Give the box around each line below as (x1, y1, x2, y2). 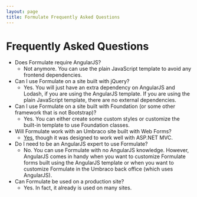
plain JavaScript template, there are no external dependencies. (23, 97, 177, 104)
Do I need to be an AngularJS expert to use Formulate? (14, 140, 148, 147)
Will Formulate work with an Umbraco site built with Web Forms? (14, 128, 172, 135)
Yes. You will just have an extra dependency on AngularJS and (23, 84, 175, 91)
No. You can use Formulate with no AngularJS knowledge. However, (23, 147, 189, 154)
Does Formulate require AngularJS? (14, 59, 101, 66)
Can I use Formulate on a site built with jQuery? (14, 78, 130, 85)
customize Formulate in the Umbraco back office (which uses (23, 166, 173, 173)
